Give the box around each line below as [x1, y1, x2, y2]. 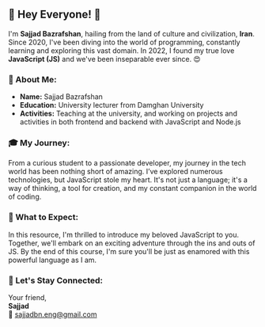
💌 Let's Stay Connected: [8, 275, 104, 286]
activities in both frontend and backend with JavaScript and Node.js [19, 117, 241, 127]
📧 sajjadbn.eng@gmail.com [8, 310, 97, 319]
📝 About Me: [8, 74, 57, 85]
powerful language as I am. [8, 255, 97, 264]
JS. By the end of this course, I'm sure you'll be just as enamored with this [8, 246, 250, 256]
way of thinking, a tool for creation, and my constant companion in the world [8, 184, 257, 193]
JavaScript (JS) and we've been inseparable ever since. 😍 [8, 54, 201, 63]
